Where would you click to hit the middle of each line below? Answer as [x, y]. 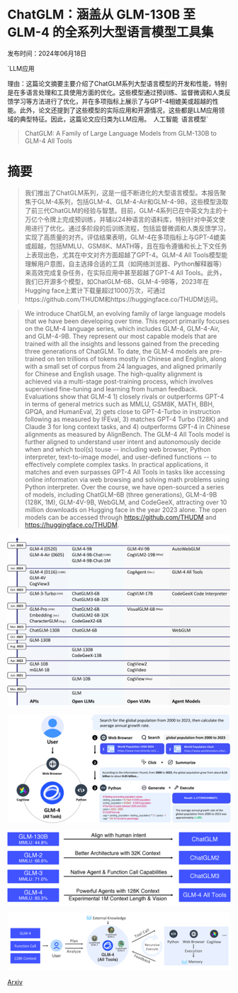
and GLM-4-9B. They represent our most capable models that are [121, 336]
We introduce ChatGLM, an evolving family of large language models [125, 313]
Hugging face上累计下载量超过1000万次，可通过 [95, 290]
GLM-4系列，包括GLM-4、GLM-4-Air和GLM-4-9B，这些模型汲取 [133, 201]
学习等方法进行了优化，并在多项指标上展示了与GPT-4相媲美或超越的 [113, 101]
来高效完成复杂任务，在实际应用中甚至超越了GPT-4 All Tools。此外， [125, 272]
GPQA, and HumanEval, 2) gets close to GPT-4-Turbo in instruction [123, 411]
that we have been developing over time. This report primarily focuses [127, 321]
